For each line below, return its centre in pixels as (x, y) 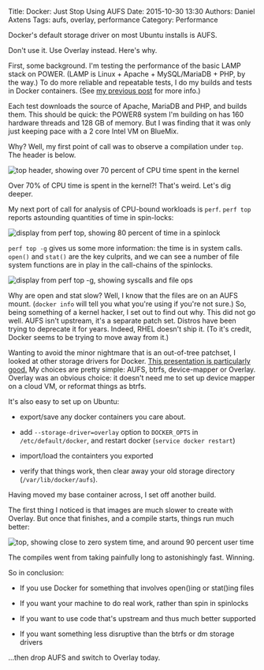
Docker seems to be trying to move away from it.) (89, 337)
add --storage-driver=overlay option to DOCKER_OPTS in (109, 432)
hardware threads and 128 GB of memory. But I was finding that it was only (130, 123)
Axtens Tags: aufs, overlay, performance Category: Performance (113, 20)
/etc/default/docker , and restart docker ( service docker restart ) (127, 440)
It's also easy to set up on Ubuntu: (64, 401)
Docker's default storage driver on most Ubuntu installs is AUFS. (113, 35)
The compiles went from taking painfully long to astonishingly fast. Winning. (131, 557)
